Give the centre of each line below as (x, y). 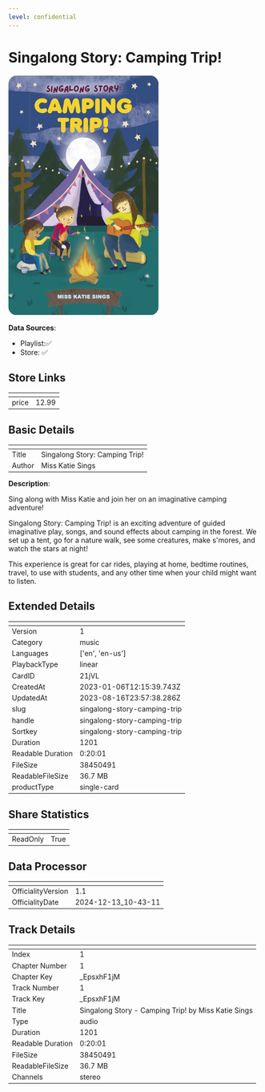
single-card (99, 787)
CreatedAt (28, 687)
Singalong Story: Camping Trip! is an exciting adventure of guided (117, 523)
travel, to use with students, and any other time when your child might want (132, 572)
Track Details (42, 930)
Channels (27, 1077)
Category (27, 642)
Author (23, 465)
